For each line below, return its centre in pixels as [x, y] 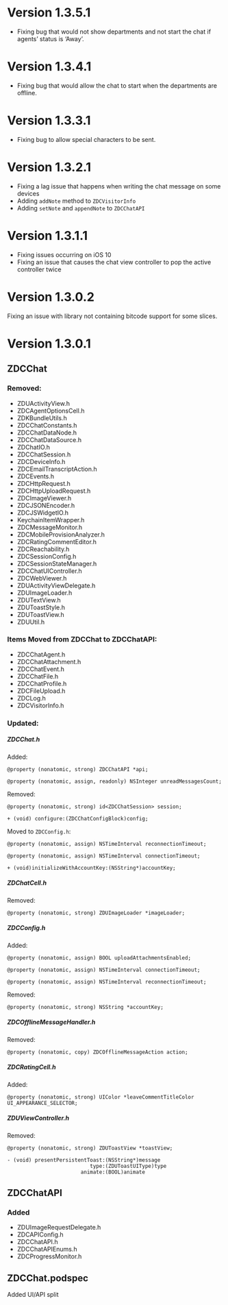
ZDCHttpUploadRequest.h [54, 491]
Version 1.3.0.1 [49, 343]
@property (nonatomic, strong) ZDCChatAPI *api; [78, 769]
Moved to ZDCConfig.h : [39, 831]
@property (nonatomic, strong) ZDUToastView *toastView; [90, 1148]
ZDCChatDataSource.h [49, 439]
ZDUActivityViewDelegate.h [56, 585]
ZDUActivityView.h [43, 403]
